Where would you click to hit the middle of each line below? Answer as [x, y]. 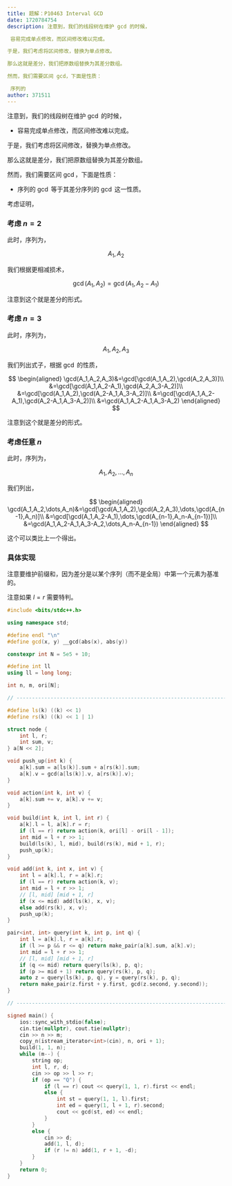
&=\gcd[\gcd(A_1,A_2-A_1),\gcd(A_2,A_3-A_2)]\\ [116, 386]
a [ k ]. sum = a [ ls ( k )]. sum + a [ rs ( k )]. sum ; [80, 767]
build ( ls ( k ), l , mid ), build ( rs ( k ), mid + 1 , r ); [93, 843]
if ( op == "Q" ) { [57, 1080]
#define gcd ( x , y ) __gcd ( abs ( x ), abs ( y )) [68, 642]
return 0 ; [34, 1169]
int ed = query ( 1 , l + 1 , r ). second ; [111, 1106]
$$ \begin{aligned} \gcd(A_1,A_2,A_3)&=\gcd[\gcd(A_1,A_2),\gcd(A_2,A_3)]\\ [116, 379]
